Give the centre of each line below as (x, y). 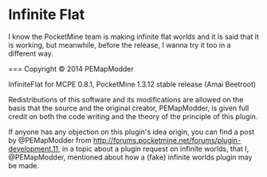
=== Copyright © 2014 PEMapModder (71, 68)
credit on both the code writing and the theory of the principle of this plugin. (133, 116)
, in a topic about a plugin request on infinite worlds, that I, (154, 148)
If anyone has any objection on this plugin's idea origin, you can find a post (132, 132)
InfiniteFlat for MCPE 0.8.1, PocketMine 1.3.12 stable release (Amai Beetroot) (132, 84)
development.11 (33, 148)
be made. (24, 165)
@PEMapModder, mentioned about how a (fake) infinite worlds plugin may (130, 157)
